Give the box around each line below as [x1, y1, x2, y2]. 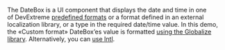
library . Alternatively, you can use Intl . [7, 35, 115, 43]
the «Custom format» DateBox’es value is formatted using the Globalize [7, 27, 212, 36]
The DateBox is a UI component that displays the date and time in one [7, 6, 207, 14]
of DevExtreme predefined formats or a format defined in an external [7, 13, 204, 21]
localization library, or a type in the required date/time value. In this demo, [7, 21, 219, 28]
